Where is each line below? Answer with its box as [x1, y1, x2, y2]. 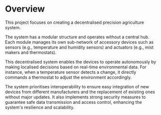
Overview [5, 3, 45, 15]
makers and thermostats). [5, 49, 57, 55]
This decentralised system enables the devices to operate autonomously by [5, 59, 157, 65]
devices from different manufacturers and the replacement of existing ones [5, 89, 155, 95]
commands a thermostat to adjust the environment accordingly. [5, 74, 132, 80]
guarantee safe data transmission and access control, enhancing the [5, 99, 142, 105]
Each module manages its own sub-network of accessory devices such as [5, 39, 154, 45]
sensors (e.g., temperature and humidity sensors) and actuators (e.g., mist [5, 44, 154, 50]
